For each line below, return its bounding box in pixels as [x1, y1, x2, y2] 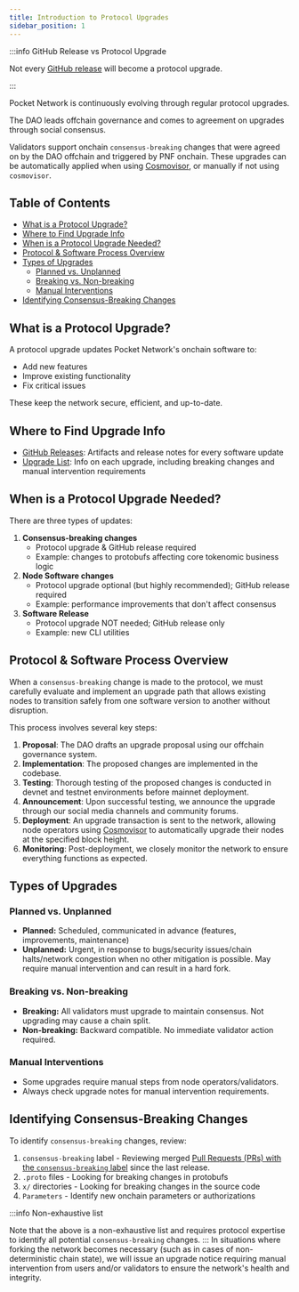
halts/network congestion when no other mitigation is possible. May [21, 954, 271, 965]
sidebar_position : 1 [9, 21, 86, 30]
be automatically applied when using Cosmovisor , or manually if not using [9, 160, 280, 171]
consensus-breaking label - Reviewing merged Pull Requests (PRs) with [21, 1152, 282, 1163]
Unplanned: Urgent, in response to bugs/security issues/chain [21, 944, 252, 955]
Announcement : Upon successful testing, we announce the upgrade [21, 795, 276, 806]
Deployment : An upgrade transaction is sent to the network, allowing [21, 815, 276, 826]
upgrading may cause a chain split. [21, 1015, 151, 1026]
